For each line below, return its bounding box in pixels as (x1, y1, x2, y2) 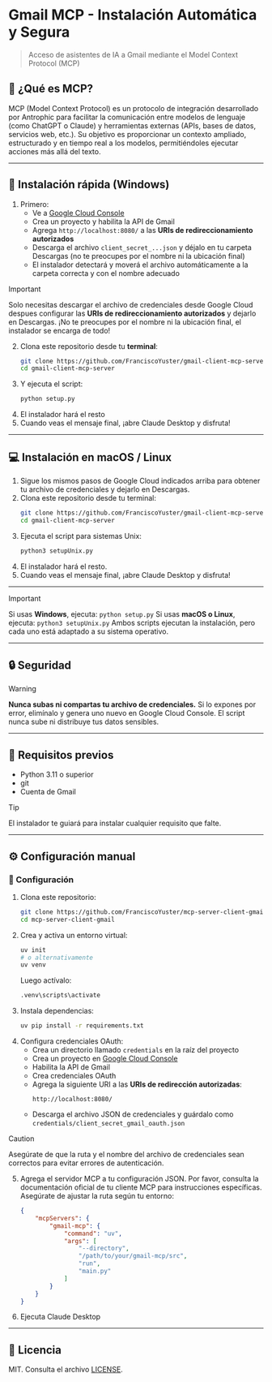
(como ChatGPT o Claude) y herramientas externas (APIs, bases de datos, (8, 120, 257, 131)
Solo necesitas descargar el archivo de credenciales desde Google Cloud (8, 299, 253, 309)
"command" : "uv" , (63, 1229, 123, 1238)
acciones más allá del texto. (8, 146, 101, 156)
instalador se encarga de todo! (8, 325, 111, 335)
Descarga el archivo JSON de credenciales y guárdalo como (32, 1109, 234, 1119)
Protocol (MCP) (28, 58, 80, 68)
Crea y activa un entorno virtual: (19, 930, 128, 940)
